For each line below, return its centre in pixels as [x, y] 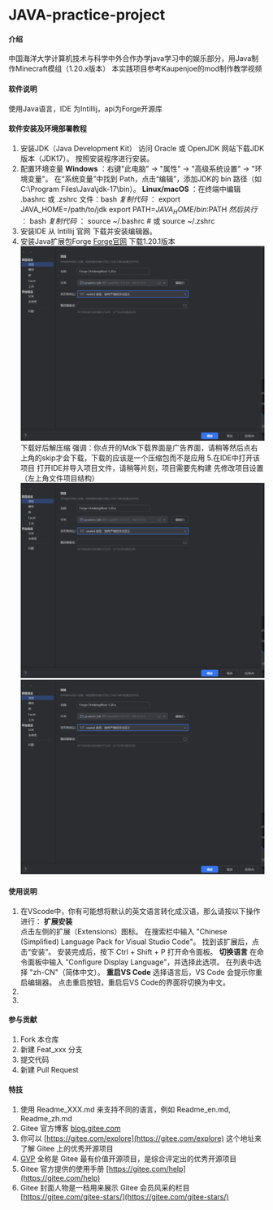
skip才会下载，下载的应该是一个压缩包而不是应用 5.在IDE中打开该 [151, 458]
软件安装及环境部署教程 [48, 128]
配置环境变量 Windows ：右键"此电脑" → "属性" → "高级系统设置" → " [138, 168]
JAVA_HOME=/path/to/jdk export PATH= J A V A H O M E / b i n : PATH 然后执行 [139, 210]
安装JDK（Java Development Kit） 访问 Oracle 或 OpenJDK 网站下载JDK [142, 148]
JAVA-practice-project [87, 15]
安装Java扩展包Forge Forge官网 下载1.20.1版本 [98, 241]
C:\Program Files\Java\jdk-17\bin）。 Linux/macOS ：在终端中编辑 [130, 189]
